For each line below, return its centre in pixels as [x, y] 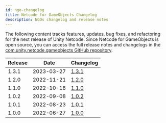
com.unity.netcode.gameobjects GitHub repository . [59, 50]
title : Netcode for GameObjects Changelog [51, 15]
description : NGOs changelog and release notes [57, 19]
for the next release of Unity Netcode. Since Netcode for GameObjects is [82, 39]
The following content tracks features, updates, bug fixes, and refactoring [83, 34]
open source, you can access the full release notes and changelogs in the [83, 45]
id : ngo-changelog [25, 10]
